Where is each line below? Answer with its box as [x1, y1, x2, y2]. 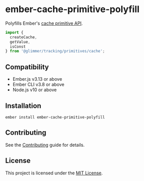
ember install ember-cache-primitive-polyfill [5, 114, 105, 119]
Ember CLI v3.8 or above [12, 82, 65, 88]
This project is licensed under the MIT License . [5, 170, 103, 176]
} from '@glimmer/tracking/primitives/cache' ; [5, 49, 105, 54]
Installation [5, 101, 41, 110]
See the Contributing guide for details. [5, 142, 85, 148]
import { [5, 30, 24, 35]
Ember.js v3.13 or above [12, 76, 62, 82]
